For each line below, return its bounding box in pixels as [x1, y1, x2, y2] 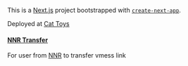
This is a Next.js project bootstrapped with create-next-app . [7, 6, 182, 14]
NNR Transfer [7, 35, 48, 44]
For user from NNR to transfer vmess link [7, 51, 127, 60]
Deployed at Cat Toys [7, 20, 70, 27]
